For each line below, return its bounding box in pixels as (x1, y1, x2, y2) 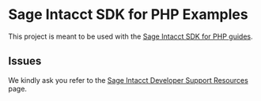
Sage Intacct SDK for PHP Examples (8, 6, 248, 24)
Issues (8, 54, 42, 68)
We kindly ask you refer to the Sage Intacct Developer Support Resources (8, 75, 249, 84)
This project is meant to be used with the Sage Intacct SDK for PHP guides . (8, 32, 253, 41)
